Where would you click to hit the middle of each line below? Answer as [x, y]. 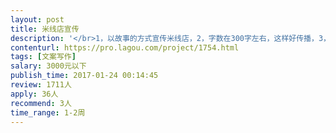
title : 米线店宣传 [45, 29]
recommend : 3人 [41, 103]
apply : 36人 [34, 94]
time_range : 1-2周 [48, 112]
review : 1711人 [41, 85]
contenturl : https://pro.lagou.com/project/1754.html [125, 47]
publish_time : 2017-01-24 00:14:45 [84, 76]
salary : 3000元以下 [48, 66]
